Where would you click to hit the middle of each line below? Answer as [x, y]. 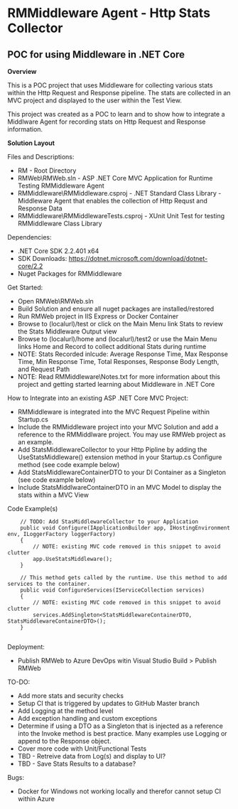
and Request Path [43, 369]
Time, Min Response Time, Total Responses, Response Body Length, [118, 361]
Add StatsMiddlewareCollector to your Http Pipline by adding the [112, 450]
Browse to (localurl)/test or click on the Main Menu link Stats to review [120, 324]
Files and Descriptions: [41, 157]
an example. [36, 442]
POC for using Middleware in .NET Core [96, 54]
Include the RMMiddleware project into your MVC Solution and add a [118, 427]
